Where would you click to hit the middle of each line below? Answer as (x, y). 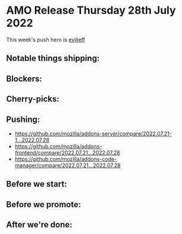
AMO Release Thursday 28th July (91, 10)
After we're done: (39, 225)
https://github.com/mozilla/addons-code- (66, 159)
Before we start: (37, 184)
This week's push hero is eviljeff (45, 39)
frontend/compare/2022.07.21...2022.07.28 (67, 152)
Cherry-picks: (33, 99)
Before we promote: (44, 204)
